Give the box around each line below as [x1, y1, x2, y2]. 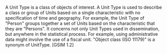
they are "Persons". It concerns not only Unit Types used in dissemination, [5, 26, 160, 32]
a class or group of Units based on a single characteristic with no [5, 10, 140, 16]
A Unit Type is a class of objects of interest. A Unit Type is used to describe [5, 5, 162, 10]
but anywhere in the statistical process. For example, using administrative [5, 31, 158, 37]
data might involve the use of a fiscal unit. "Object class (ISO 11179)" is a [5, 36, 155, 42]
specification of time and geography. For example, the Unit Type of [5, 15, 145, 21]
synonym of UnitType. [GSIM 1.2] [5, 42, 74, 47]
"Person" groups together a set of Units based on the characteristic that [5, 20, 155, 26]
